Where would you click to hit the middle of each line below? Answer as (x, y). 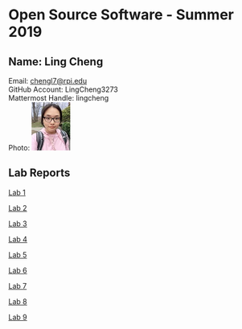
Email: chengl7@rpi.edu (47, 81)
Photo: (19, 148)
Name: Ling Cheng (56, 62)
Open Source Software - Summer (121, 15)
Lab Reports (39, 173)
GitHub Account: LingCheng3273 (63, 89)
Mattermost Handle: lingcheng (59, 98)
